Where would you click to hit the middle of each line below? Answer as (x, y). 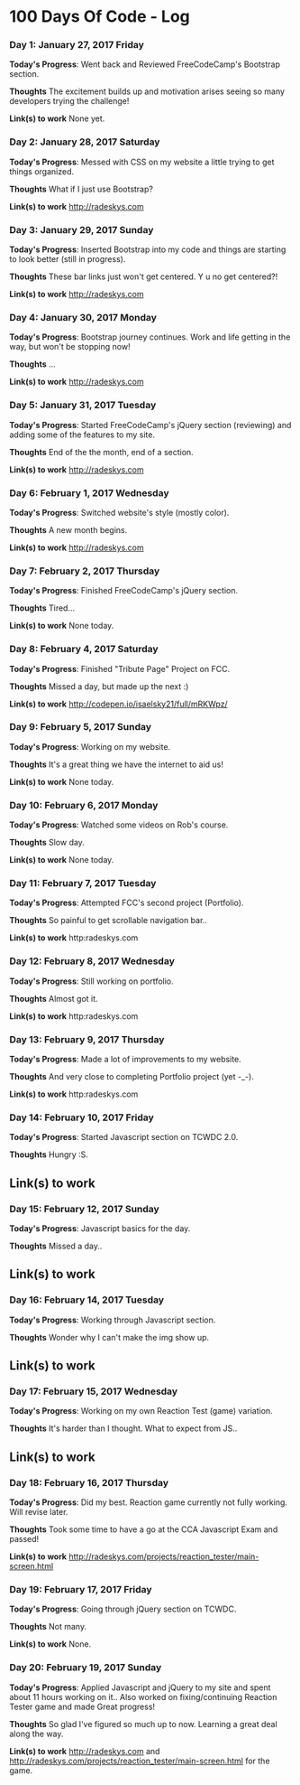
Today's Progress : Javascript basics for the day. (100, 1229)
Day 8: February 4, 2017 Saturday (84, 650)
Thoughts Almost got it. (54, 998)
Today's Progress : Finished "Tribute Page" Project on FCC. (120, 668)
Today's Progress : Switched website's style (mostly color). (119, 512)
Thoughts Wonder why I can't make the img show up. (109, 1337)
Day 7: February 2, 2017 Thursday (85, 571)
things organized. (42, 171)
